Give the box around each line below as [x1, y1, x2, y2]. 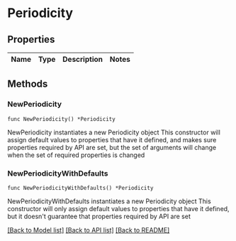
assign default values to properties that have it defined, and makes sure [7, 135, 217, 144]
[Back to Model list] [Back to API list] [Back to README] [7, 225, 170, 234]
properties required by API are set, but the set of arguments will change [7, 143, 217, 151]
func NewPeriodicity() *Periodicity [7, 115, 116, 122]
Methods [7, 78, 48, 90]
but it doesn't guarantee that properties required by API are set [7, 212, 191, 220]
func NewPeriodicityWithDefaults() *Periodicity [7, 184, 154, 191]
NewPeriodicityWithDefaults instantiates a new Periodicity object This [7, 197, 211, 205]
